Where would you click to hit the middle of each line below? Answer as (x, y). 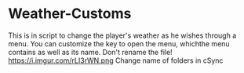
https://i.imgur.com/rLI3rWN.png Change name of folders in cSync (116, 60)
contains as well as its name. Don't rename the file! (90, 52)
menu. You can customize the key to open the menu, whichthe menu (119, 43)
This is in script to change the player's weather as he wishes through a (122, 35)
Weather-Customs (70, 14)
